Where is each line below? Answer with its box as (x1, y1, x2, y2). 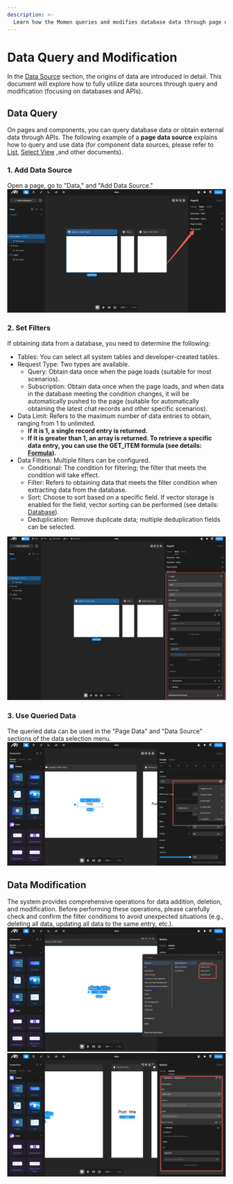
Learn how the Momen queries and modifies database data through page (13, 18, 222, 26)
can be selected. (27, 522, 76, 531)
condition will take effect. (27, 470, 100, 479)
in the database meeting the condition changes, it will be (27, 390, 189, 398)
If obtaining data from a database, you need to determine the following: (7, 339, 211, 347)
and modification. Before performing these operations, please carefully (7, 905, 210, 913)
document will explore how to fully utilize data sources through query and (7, 80, 218, 88)
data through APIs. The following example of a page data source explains (7, 133, 218, 142)
